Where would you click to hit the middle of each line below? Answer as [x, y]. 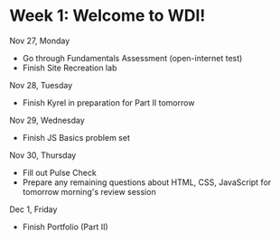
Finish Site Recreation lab [70, 68]
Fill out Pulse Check [59, 172]
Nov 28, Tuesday [41, 85]
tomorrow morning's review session [89, 191]
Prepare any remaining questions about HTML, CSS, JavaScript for [147, 182]
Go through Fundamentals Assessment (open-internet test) [132, 58]
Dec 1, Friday [33, 209]
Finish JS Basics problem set [76, 137]
